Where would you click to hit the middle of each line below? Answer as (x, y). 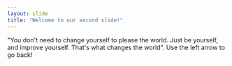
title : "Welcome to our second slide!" (65, 20)
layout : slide (28, 14)
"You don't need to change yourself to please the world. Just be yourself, (113, 40)
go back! (20, 55)
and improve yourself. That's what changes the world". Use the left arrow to (116, 47)
